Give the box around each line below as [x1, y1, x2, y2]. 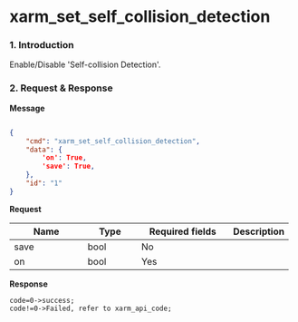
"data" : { [25, 145, 63, 154]
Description [233, 225, 285, 238]
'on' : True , [42, 153, 88, 162]
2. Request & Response [9, 82, 113, 94]
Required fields [149, 225, 216, 238]
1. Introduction [9, 39, 74, 52]
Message [9, 102, 45, 113]
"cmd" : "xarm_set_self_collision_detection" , [25, 136, 201, 146]
